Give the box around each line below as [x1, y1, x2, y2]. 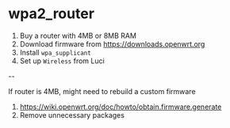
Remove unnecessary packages [19, 110, 125, 119]
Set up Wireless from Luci [19, 56, 105, 66]
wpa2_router [8, 5, 95, 23]
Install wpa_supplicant [19, 47, 91, 57]
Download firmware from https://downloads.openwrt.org [19, 39, 205, 48]
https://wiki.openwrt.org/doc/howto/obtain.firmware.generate [19, 102, 222, 111]
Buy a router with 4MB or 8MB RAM [19, 31, 137, 40]
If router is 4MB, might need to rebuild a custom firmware [8, 86, 196, 96]
